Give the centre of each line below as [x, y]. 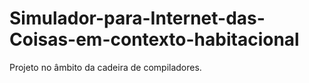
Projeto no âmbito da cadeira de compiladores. [105, 67]
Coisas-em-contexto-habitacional [154, 39]
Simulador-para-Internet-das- [137, 18]
